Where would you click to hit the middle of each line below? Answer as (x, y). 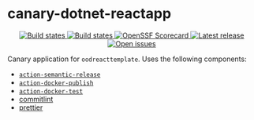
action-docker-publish (56, 83)
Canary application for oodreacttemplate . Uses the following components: (127, 59)
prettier (31, 107)
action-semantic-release (60, 75)
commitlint (36, 99)
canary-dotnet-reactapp (89, 14)
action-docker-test (51, 91)
